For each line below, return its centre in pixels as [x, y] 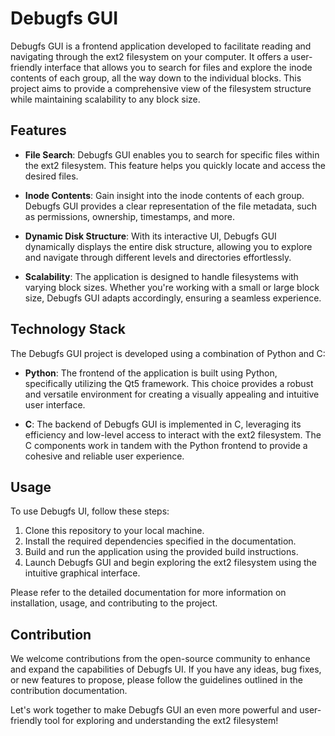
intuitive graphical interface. [82, 573]
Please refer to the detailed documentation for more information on [148, 593]
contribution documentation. [69, 691]
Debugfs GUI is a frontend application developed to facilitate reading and [161, 46]
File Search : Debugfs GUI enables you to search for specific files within [172, 154]
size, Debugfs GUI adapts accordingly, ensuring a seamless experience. [173, 298]
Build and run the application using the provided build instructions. [161, 552]
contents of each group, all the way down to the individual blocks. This [156, 78]
